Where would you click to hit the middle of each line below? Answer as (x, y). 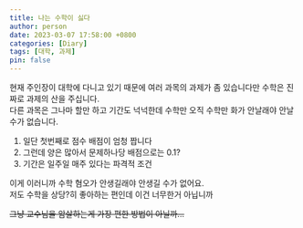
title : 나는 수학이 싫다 (50, 18)
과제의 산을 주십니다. (63, 98)
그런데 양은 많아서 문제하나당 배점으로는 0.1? (101, 152)
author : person (38, 26)
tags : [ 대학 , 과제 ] (42, 52)
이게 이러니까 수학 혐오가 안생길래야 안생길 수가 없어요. (107, 183)
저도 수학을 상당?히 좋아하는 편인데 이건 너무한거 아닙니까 (111, 194)
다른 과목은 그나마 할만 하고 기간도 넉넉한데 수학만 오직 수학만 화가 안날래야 (143, 110)
